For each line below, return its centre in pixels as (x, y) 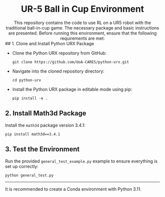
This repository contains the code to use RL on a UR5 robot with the (82, 23)
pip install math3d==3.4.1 (33, 134)
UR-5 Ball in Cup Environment (82, 9)
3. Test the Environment (42, 149)
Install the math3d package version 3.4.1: (45, 125)
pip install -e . (30, 98)
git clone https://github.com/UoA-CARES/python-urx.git (70, 62)
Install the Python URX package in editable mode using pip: (72, 89)
